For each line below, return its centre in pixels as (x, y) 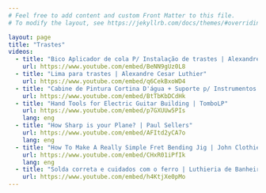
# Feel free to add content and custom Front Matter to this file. (122, 15)
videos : (21, 52)
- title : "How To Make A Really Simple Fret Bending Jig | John (123, 147)
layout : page (30, 37)
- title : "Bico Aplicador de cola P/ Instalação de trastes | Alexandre (138, 59)
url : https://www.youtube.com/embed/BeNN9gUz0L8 (104, 67)
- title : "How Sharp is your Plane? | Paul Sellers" (104, 126)
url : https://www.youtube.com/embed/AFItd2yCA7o (104, 133)
